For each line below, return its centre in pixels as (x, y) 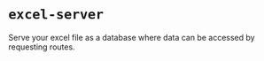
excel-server (56, 15)
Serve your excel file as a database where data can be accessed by (132, 37)
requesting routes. (42, 47)
